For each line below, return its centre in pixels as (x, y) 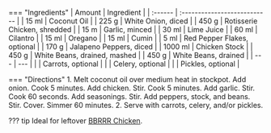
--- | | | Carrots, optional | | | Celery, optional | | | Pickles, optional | (129, 64)
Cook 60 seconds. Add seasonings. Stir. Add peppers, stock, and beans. (129, 96)
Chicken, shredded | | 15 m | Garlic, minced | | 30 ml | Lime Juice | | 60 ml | (133, 29)
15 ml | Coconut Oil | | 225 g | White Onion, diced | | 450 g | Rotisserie (142, 21)
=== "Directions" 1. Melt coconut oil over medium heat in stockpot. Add (127, 79)
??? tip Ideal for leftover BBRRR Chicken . (76, 121)
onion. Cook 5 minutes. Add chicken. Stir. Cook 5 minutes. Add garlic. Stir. (132, 88)
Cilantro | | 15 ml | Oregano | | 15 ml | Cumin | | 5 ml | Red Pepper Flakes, (129, 38)
